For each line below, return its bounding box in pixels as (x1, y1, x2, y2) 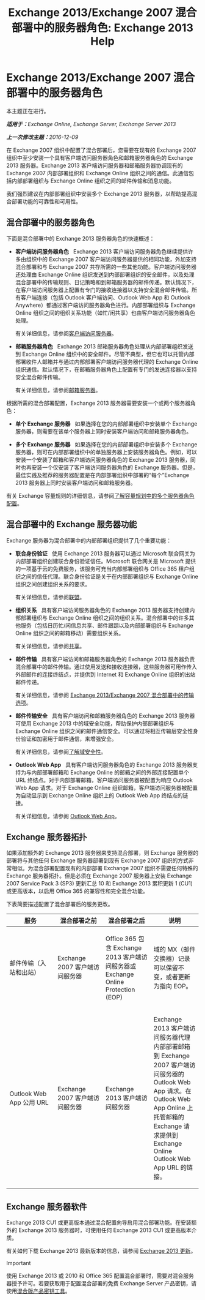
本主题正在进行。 (6, 107, 49, 115)
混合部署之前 (60, 917, 97, 925)
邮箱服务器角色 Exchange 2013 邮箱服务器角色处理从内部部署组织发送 (15, 342, 194, 350)
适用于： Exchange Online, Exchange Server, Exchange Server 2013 (6, 120, 176, 127)
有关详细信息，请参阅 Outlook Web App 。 (15, 812, 120, 819)
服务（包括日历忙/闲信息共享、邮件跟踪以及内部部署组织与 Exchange (20, 622, 193, 629)
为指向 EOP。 (153, 982, 192, 991)
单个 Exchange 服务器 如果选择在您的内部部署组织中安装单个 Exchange (15, 420, 198, 427)
